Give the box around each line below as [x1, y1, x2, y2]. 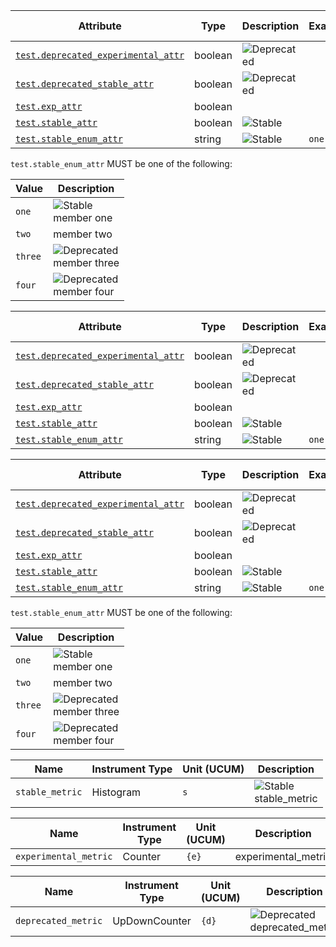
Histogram [91, 785, 142, 799]
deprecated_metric [15, 915, 103, 926]
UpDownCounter [112, 914, 192, 928]
